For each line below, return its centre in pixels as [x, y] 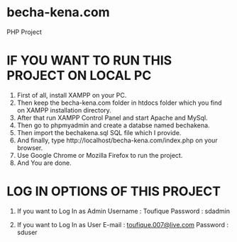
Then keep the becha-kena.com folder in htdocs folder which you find [119, 103]
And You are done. [44, 163]
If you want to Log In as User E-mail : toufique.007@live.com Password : [122, 224]
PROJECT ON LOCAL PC [79, 76]
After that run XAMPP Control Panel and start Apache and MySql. [112, 117]
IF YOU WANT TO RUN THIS [89, 60]
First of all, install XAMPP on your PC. [72, 95]
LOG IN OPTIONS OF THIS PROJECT [114, 191]
